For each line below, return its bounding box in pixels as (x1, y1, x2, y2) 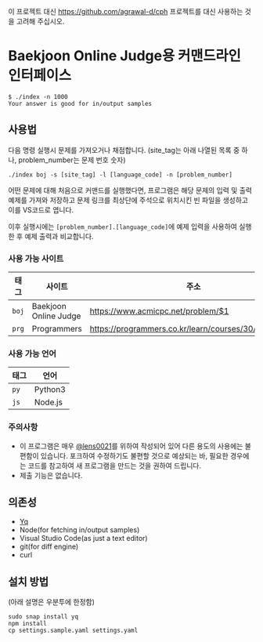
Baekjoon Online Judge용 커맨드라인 (8, 47, 241, 65)
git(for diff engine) (19, 542, 79, 551)
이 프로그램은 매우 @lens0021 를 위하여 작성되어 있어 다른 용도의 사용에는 (19, 441, 243, 451)
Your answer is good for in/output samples (8, 100, 153, 107)
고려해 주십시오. (16, 16, 65, 26)
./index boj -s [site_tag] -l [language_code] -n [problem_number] (8, 171, 233, 179)
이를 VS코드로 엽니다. (8, 205, 74, 214)
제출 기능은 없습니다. (19, 470, 83, 480)
